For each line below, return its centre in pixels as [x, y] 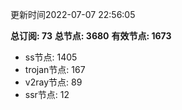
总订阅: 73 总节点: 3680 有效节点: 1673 [91, 36]
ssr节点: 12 [47, 94]
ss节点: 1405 [51, 57]
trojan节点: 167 [55, 69]
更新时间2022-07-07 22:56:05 [73, 14]
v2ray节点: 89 [53, 82]
